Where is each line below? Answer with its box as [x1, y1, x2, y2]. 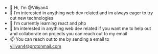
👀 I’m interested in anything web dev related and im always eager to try [9, 10, 153, 16]
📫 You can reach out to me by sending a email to [9, 36, 110, 42]
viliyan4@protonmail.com [9, 43, 62, 49]
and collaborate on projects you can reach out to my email [9, 31, 127, 36]
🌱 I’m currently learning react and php [9, 20, 87, 26]
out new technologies [9, 15, 54, 21]
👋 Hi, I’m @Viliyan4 [9, 5, 48, 10]
